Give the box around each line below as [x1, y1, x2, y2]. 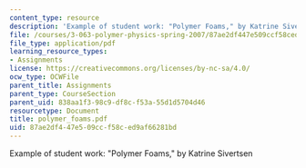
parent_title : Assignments [9, 81, 112, 90]
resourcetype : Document [9, 106, 100, 115]
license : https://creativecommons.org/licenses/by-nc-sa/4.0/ [9, 64, 250, 74]
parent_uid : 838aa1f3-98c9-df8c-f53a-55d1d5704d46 [9, 97, 206, 107]
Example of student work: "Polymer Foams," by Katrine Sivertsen [9, 148, 253, 159]
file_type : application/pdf [9, 38, 117, 48]
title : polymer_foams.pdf [9, 114, 107, 124]
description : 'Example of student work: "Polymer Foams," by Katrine [9, 22, 280, 31]
